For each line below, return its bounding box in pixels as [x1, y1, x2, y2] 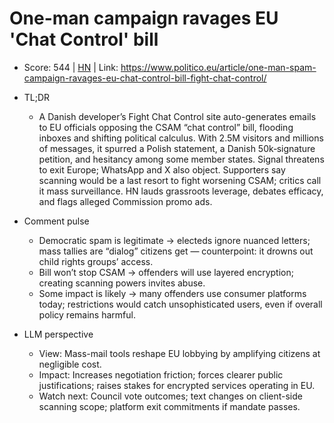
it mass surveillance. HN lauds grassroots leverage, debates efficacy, [38, 185, 324, 197]
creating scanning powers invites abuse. [38, 277, 206, 289]
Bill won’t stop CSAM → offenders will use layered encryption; [38, 266, 294, 278]
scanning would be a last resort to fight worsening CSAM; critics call [38, 174, 322, 186]
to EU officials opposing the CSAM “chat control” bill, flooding [38, 121, 294, 133]
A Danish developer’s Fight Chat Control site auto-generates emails [38, 110, 317, 122]
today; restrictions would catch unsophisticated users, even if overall [38, 298, 323, 310]
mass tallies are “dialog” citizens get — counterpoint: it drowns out [38, 245, 314, 257]
